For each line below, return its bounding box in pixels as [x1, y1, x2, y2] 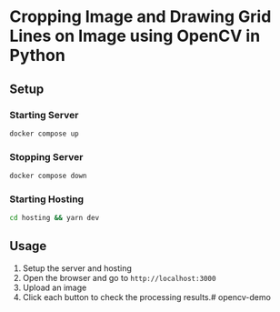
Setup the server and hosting [22, 262, 132, 274]
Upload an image [22, 282, 87, 293]
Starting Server [9, 108, 79, 121]
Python [9, 45, 65, 65]
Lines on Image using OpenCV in [9, 25, 261, 46]
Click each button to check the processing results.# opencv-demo [22, 291, 271, 302]
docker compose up [9, 129, 79, 138]
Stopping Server [9, 150, 84, 163]
